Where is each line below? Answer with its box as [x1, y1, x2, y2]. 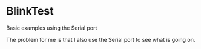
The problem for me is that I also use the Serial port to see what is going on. [6, 36, 196, 43]
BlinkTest [6, 4, 54, 18]
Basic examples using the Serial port [6, 24, 97, 31]
